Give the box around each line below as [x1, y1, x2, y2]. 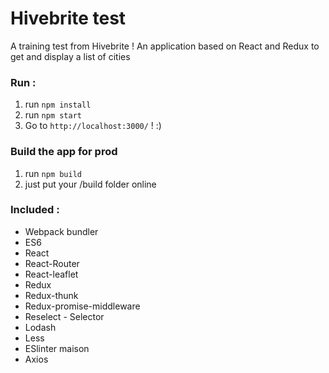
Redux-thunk [24, 289, 79, 301]
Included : [10, 203, 60, 217]
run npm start [24, 109, 82, 121]
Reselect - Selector [24, 310, 105, 322]
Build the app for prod [10, 145, 118, 159]
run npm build [24, 167, 82, 179]
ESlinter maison [24, 342, 90, 354]
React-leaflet [24, 268, 79, 280]
